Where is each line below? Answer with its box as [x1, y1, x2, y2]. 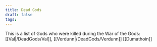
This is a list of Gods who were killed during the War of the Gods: [5, 31, 140, 37]
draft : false [5, 12, 33, 17]
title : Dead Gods [5, 7, 42, 13]
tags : [5, 17, 17, 22]
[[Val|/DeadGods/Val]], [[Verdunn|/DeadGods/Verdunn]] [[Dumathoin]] [5, 36, 152, 42]
